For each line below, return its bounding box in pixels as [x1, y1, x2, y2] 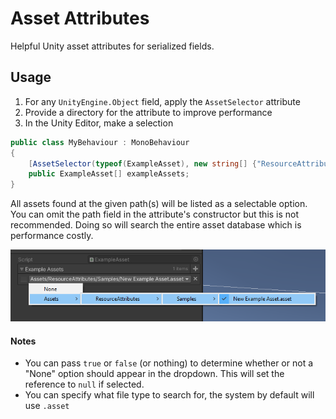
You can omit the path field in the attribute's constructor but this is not [10, 208, 300, 221]
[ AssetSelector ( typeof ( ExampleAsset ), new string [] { [28, 158, 257, 169]
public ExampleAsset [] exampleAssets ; [28, 169, 190, 179]
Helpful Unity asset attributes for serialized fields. [10, 40, 215, 52]
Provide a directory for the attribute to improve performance [24, 106, 273, 118]
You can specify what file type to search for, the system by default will [24, 389, 315, 401]
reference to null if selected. [24, 378, 145, 391]
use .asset [24, 400, 70, 412]
